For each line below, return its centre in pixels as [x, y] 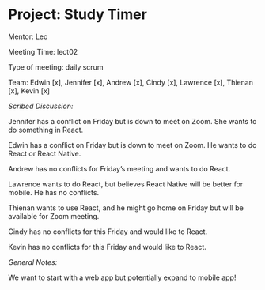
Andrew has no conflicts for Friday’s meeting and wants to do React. [119, 168]
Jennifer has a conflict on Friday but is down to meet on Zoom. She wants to [132, 121]
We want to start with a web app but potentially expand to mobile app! [122, 277]
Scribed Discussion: [41, 106]
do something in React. [46, 130]
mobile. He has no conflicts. [54, 192]
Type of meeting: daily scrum [56, 67]
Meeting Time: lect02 [43, 51]
